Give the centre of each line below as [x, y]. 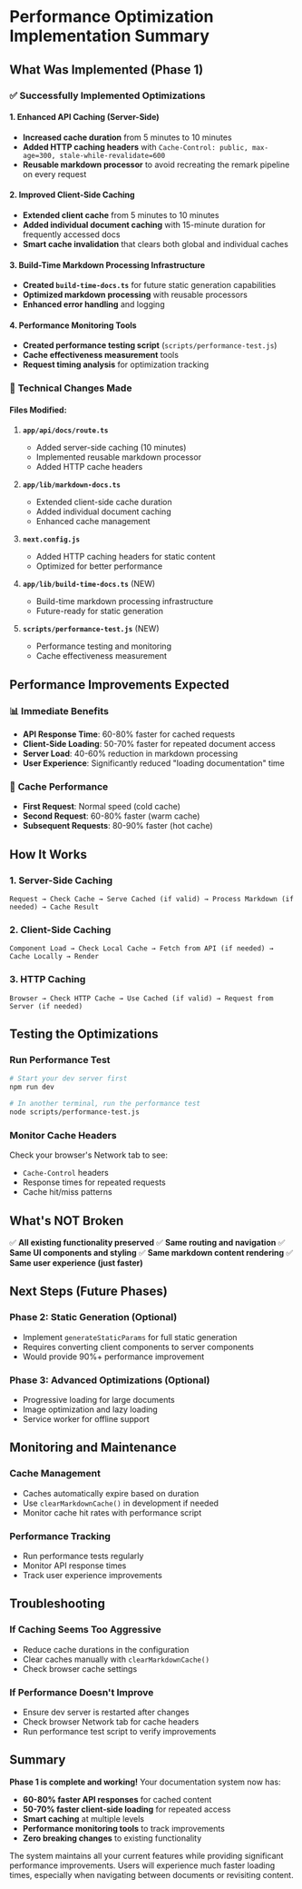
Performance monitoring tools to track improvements [123, 1828]
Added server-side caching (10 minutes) [111, 448]
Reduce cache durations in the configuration [106, 1649]
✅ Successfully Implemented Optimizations [107, 95]
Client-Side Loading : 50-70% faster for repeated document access [149, 744]
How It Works [49, 855]
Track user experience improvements [93, 1575]
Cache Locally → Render [54, 957]
